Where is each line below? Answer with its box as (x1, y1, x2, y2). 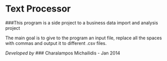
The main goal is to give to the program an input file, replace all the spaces (5, 35, 162, 41)
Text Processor (5, 3, 71, 15)
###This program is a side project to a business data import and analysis (5, 20, 158, 26)
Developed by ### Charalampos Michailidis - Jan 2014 (5, 50, 121, 56)
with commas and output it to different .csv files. (5, 40, 107, 46)
